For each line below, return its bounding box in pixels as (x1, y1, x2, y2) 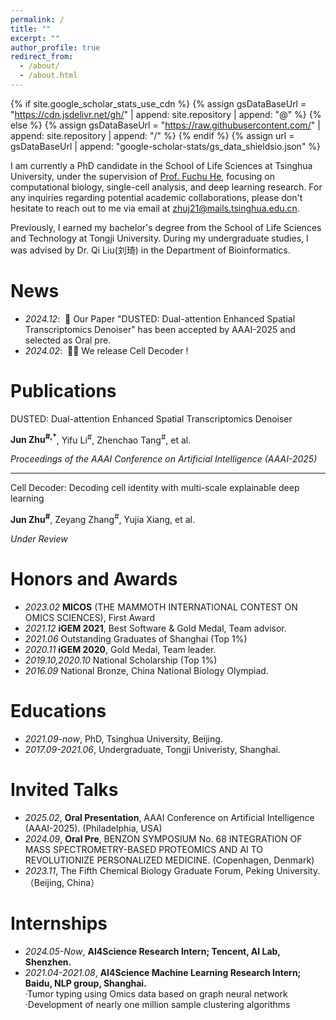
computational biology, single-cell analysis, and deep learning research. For (10, 181, 323, 193)
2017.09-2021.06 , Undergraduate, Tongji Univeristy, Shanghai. (24, 743, 281, 755)
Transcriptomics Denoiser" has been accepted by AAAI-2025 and (24, 323, 296, 335)
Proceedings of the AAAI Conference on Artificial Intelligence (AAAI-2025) (10, 453, 318, 465)
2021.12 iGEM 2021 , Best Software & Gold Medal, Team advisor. (24, 622, 287, 634)
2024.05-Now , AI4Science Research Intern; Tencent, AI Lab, (24, 945, 281, 957)
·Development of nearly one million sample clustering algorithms (24, 998, 291, 1010)
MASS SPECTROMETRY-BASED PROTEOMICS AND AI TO (24, 843, 264, 855)
